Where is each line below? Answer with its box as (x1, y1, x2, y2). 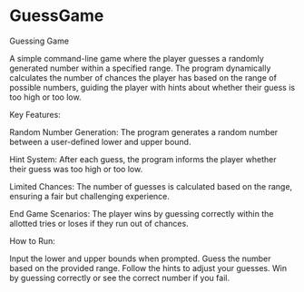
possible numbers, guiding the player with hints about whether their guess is (9, 82, 296, 92)
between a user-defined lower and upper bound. (9, 136, 191, 147)
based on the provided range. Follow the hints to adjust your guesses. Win (9, 262, 288, 273)
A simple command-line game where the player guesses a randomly (9, 53, 265, 63)
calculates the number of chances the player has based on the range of (9, 72, 277, 83)
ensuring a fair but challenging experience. (9, 190, 171, 201)
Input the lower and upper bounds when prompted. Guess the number (9, 253, 271, 264)
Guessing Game (9, 35, 70, 46)
